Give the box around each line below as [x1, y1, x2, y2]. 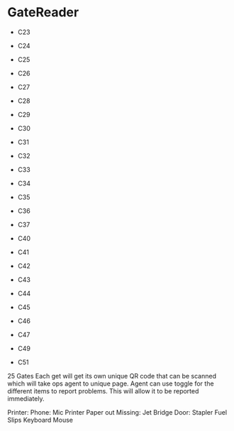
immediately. [7, 394, 45, 403]
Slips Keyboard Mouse [7, 415, 73, 424]
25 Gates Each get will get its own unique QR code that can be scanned [7, 371, 216, 380]
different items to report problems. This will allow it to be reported [7, 386, 199, 395]
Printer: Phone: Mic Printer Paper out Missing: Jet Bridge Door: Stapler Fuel [7, 408, 228, 416]
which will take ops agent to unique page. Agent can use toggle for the [7, 379, 214, 388]
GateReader [7, 4, 79, 21]
